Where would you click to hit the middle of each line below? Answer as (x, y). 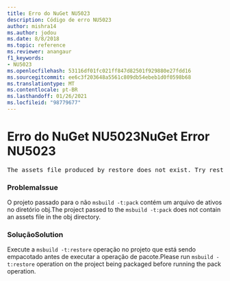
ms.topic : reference (37, 45)
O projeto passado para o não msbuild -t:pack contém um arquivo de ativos (115, 202)
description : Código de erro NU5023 (59, 20)
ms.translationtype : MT (41, 84)
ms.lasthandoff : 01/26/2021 (47, 97)
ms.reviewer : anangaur (39, 52)
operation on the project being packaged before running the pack (129, 264)
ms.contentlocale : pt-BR (42, 90)
